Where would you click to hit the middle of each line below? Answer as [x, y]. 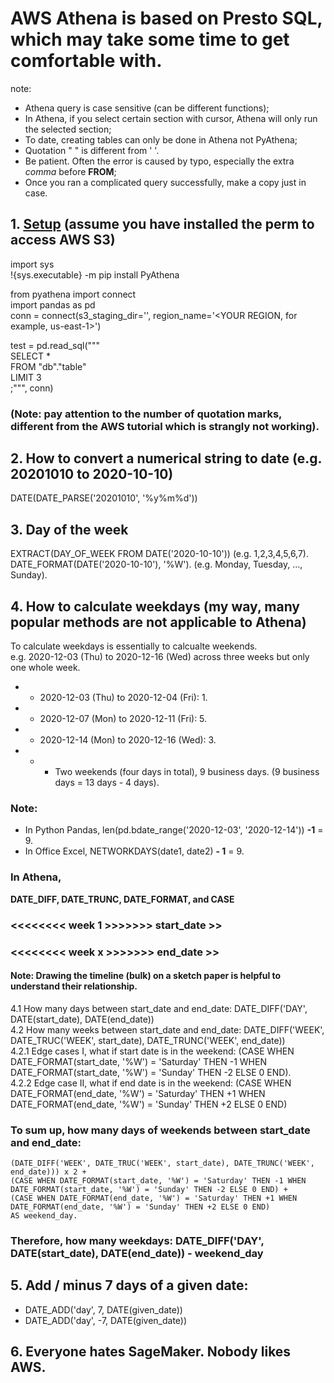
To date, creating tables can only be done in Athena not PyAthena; [161, 139]
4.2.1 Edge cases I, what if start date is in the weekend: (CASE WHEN [152, 1051]
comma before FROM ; [70, 171]
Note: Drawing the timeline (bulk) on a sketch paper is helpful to [146, 976]
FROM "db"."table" [48, 366]
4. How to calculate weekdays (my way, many [155, 606]
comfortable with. [86, 61]
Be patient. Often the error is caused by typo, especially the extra [159, 161]
